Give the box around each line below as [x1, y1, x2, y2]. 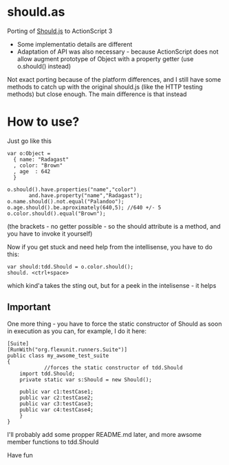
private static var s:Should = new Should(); [19, 376, 153, 383]
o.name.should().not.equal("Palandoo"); [7, 198, 125, 205]
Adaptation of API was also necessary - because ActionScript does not [17, 47, 219, 56]
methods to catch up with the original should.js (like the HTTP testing [7, 82, 203, 91]
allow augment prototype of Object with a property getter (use [17, 54, 194, 63]
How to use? [7, 114, 80, 130]
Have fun [7, 451, 33, 459]
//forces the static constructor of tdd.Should [43, 364, 184, 371]
